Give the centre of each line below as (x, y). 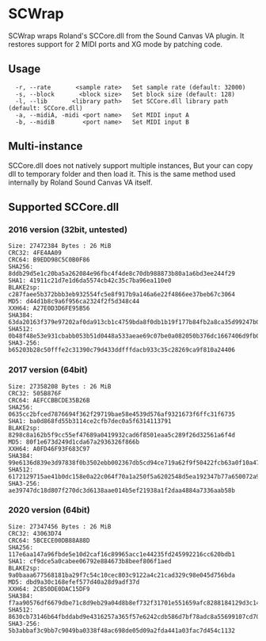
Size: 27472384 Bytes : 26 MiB (60, 246)
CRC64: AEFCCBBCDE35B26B (49, 400)
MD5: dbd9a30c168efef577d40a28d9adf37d (74, 582)
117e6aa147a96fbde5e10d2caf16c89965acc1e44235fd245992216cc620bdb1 (122, 554)
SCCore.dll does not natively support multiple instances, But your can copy (131, 165)
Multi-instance (46, 146)
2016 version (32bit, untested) (68, 229)
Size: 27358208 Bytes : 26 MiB (60, 386)
